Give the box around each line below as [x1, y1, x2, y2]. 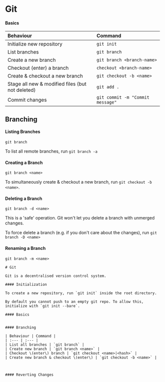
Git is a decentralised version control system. [5, 273, 107, 278]
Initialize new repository [7, 41, 63, 48]
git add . [96, 84, 119, 90]
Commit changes [7, 97, 47, 104]
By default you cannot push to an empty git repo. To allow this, [5, 299, 144, 304]
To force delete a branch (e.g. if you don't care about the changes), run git [5, 230, 157, 236]
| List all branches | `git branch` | [5, 342, 84, 347]
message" [96, 100, 117, 105]
